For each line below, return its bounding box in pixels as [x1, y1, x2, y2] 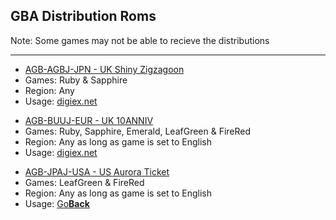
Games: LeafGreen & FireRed [24, 176, 145, 188]
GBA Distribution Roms [10, 8, 157, 25]
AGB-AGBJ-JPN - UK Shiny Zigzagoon [24, 63, 185, 75]
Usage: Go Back [24, 197, 90, 209]
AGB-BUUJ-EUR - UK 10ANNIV [24, 114, 154, 126]
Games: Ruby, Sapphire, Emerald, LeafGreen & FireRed [24, 125, 252, 137]
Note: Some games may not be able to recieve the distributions [10, 34, 270, 46]
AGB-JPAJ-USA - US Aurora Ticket [24, 165, 170, 178]
